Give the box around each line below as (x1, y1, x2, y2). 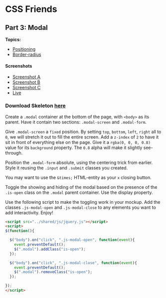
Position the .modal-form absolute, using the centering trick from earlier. (5, 159, 153, 165)
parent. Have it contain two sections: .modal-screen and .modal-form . (5, 119, 147, 125)
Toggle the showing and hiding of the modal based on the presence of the (5, 184, 158, 190)
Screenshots (5, 63, 32, 69)
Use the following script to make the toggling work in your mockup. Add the (5, 199, 161, 205)
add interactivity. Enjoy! (5, 209, 53, 215)
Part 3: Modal (5, 23, 48, 32)
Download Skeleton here (5, 102, 66, 109)
